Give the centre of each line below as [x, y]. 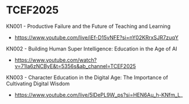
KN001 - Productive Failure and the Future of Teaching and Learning [88, 26]
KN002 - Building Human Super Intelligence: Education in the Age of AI [92, 49]
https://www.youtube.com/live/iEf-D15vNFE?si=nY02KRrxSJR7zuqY [97, 37]
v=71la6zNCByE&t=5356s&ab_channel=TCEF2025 [75, 66]
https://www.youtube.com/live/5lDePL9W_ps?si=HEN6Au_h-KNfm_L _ [99, 95]
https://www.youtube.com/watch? [56, 60]
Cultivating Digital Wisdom [38, 83]
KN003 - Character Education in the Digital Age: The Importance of [87, 77]
